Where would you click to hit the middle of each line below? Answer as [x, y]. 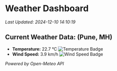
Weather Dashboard [47, 9]
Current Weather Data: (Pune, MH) [59, 37]
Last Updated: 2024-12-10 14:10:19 [40, 22]
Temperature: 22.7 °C [35, 49]
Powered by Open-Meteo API [35, 63]
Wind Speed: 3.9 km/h [35, 54]
